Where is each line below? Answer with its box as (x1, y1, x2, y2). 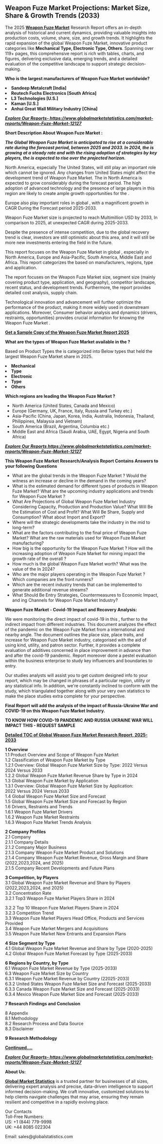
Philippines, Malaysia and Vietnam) (12, 418, 83, 424)
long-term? (12, 524, 35, 530)
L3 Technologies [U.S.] (11, 95, 58, 101)
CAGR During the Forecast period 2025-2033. (5, 205, 97, 211)
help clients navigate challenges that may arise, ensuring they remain (5, 1094, 144, 1100)
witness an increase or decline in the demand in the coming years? (12, 477, 146, 483)
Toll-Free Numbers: (5, 1114, 44, 1120)
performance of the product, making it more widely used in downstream (5, 304, 149, 310)
